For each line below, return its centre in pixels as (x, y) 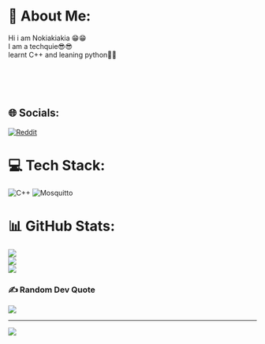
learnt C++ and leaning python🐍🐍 (62, 54)
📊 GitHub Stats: (62, 226)
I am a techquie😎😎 (41, 46)
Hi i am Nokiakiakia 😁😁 (47, 38)
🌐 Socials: (34, 113)
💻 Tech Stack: (57, 165)
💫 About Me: (50, 16)
